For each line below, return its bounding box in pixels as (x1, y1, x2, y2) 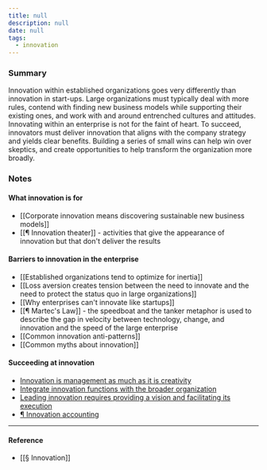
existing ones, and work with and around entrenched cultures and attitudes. (8, 111, 256, 120)
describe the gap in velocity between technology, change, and (19, 314, 225, 323)
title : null (8, 11, 48, 20)
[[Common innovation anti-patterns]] (19, 331, 141, 341)
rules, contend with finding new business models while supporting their (8, 103, 242, 112)
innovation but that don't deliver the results (19, 236, 161, 245)
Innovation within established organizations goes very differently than (8, 85, 237, 96)
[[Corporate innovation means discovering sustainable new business (19, 210, 245, 220)
